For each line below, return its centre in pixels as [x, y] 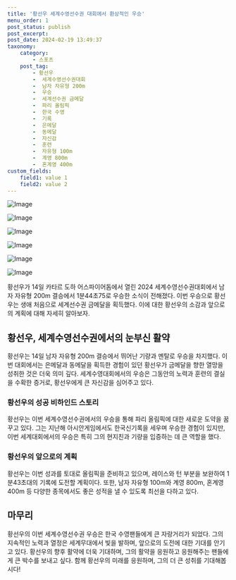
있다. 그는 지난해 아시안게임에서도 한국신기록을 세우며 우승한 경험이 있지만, [123, 428]
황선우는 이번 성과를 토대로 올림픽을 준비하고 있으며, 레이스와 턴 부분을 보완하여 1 [118, 474]
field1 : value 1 [44, 178]
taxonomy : [22, 47]
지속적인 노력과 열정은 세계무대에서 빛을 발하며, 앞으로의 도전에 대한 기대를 [110, 543]
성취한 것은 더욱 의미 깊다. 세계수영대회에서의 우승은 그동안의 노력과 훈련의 [110, 374]
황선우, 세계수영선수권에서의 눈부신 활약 [89, 338]
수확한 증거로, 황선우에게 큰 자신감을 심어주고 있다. [84, 383]
